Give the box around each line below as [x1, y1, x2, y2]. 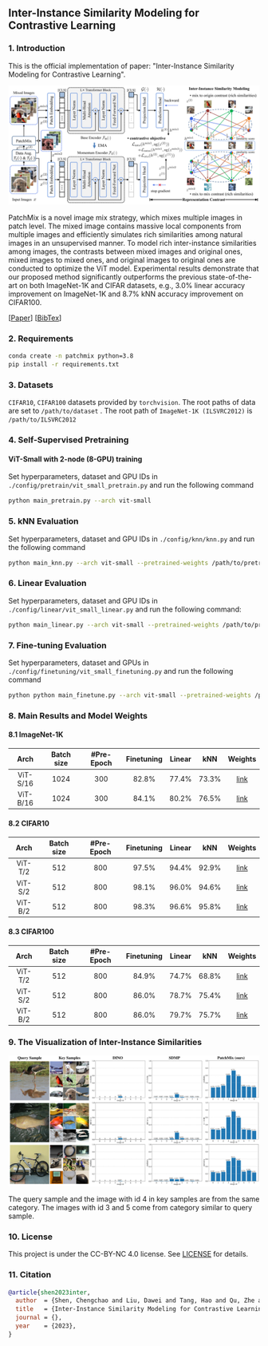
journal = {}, [15, 1313, 62, 1322]
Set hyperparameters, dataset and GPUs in [8, 658, 149, 667]
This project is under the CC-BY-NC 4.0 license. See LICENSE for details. [8, 1249, 249, 1259]
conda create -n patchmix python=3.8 [8, 352, 134, 360]
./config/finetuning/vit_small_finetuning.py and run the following [8, 666, 234, 675]
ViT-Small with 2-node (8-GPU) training [8, 454, 143, 464]
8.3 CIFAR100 [8, 926, 54, 936]
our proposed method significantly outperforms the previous [8, 271, 207, 282]
